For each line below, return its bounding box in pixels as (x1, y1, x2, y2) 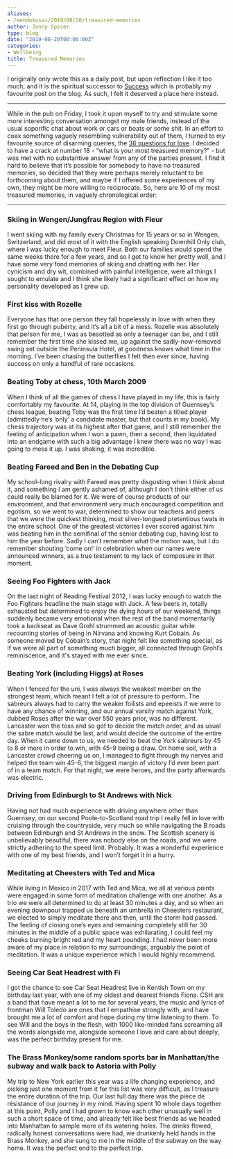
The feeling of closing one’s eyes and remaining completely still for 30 (7, 921, 207, 929)
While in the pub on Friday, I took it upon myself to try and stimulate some (7, 109, 218, 118)
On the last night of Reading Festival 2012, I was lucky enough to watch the (7, 592, 222, 600)
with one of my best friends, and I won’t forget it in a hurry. (7, 850, 175, 859)
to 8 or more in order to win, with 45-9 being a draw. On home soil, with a (7, 744, 217, 752)
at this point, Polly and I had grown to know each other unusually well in (7, 1107, 212, 1115)
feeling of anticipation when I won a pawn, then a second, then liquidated (7, 429, 217, 438)
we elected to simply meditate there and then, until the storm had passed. (7, 913, 218, 922)
